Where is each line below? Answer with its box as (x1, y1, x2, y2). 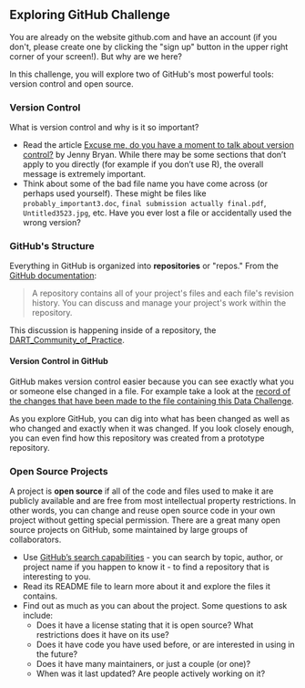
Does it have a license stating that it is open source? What (36, 620, 254, 631)
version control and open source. (9, 78, 134, 89)
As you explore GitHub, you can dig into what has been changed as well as (9, 412, 290, 423)
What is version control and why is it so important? (9, 122, 199, 133)
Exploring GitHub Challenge (9, 7, 171, 23)
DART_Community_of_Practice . (9, 335, 125, 346)
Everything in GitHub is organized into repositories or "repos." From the (9, 260, 280, 272)
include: (22, 610, 53, 620)
